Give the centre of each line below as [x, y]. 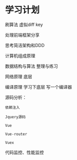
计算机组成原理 [20, 56]
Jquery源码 [15, 117]
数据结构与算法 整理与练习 [31, 66]
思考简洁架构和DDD [25, 45]
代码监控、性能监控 [25, 152]
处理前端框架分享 [22, 35]
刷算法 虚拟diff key [24, 24]
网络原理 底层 [19, 76]
